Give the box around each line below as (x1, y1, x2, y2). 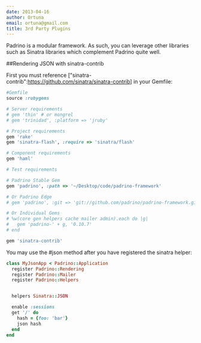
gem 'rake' (6, 133, 33, 140)
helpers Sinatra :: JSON (11, 293, 68, 299)
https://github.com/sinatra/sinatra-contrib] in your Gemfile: (27, 78, 173, 85)
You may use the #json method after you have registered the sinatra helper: (6, 249, 193, 256)
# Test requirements (6, 166, 58, 172)
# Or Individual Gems (6, 210, 60, 216)
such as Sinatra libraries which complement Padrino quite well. (6, 49, 162, 56)
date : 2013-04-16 (6, 8, 50, 15)
